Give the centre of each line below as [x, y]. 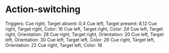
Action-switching [43, 9]
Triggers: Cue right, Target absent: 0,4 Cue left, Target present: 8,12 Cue [81, 23]
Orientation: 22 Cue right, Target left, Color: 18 [54, 45]
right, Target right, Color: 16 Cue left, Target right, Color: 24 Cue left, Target [84, 29]
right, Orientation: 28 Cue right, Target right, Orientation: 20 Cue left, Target [84, 34]
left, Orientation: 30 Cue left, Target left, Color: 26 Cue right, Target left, [80, 40]
